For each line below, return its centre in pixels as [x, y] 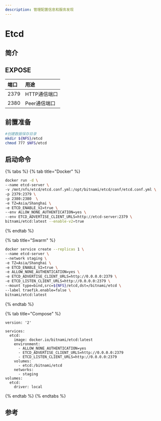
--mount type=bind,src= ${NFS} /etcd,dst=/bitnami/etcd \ [63, 286]
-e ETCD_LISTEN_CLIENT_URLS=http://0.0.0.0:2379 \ [58, 281]
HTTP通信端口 [42, 94]
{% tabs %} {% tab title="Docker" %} [43, 171]
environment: [27, 344]
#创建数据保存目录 [21, 134]
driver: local [28, 387]
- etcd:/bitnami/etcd [40, 365]
